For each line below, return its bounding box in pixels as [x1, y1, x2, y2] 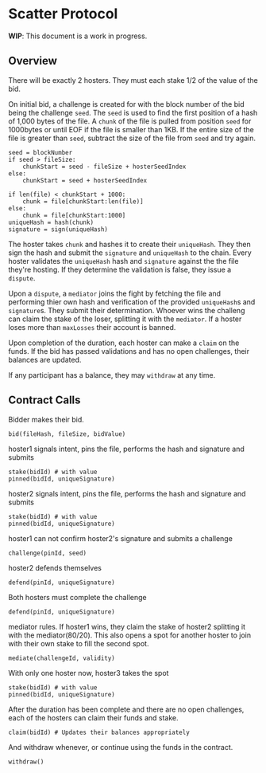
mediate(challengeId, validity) [8, 654, 115, 662]
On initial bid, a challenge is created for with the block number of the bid [8, 99, 245, 108]
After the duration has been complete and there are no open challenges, [8, 704, 245, 714]
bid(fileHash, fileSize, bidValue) [8, 430, 126, 438]
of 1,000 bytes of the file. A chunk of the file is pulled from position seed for [8, 116, 252, 126]
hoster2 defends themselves [8, 563, 102, 572]
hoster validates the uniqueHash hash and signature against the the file [8, 256, 239, 265]
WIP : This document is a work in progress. [8, 31, 148, 41]
